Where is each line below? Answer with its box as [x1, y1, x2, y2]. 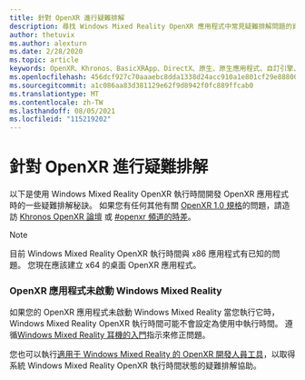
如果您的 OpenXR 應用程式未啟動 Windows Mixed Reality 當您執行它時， [9, 306, 280, 318]
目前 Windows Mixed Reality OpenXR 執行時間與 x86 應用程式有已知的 [9, 248, 272, 259]
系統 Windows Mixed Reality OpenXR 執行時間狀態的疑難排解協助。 [9, 360, 261, 371]
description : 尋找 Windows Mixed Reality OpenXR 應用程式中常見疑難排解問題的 [9, 22, 293, 31]
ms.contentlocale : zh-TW [9, 97, 103, 107]
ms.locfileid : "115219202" [9, 115, 112, 124]
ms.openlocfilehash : [9, 73, 88, 82]
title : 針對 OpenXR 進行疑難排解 [9, 13, 125, 23]
